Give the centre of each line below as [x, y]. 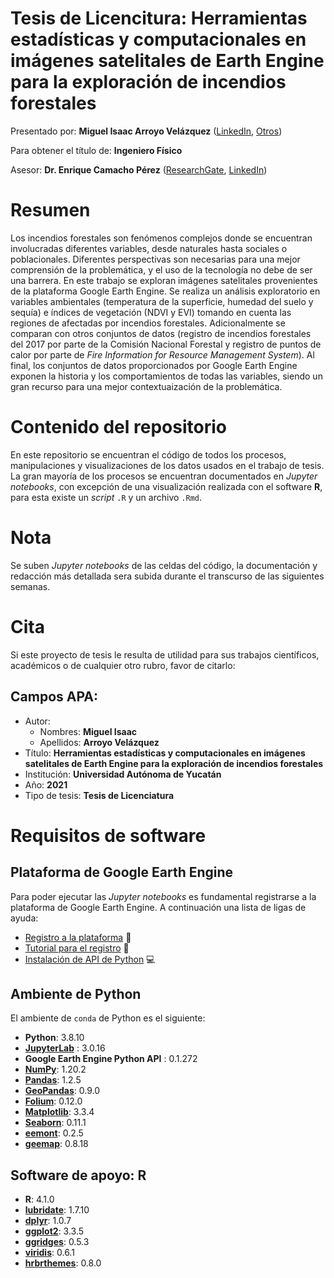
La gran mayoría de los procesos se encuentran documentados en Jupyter [164, 476]
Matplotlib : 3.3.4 [59, 1112]
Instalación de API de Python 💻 [90, 959]
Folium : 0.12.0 [53, 1101]
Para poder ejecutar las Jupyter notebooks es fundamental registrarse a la [163, 896]
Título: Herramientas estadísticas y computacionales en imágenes [165, 753]
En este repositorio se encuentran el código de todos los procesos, [148, 454]
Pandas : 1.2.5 [53, 1080]
